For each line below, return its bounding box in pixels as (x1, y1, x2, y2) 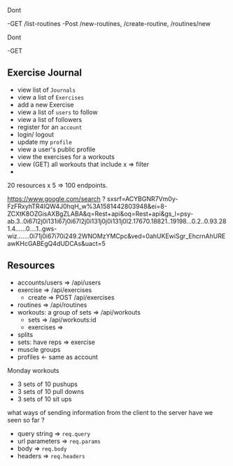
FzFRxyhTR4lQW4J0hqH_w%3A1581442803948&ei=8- (7, 202, 168, 210)
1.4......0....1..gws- (7, 224, 57, 233)
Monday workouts (7, 366, 59, 374)
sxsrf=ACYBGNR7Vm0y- (107, 194, 178, 203)
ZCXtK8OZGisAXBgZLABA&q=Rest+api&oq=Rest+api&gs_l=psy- (7, 210, 194, 218)
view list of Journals (17, 85, 76, 94)
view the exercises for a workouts (17, 152, 115, 160)
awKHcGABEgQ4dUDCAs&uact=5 (7, 239, 106, 247)
